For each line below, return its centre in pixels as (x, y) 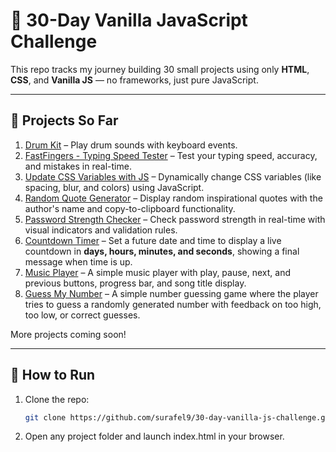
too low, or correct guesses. (82, 315)
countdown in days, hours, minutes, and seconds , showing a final (162, 251)
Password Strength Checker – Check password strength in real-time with (175, 219)
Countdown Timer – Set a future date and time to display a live (153, 240)
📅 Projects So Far (64, 120)
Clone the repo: (57, 399)
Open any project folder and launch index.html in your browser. (154, 436)
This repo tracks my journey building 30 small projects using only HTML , (160, 69)
